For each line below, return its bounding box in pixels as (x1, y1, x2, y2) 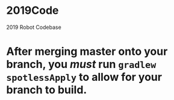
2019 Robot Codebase (6, 23, 61, 31)
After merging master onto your (6, 45, 168, 58)
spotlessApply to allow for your (6, 70, 163, 84)
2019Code (6, 4, 59, 17)
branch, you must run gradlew (6, 58, 157, 71)
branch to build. (6, 83, 87, 97)
